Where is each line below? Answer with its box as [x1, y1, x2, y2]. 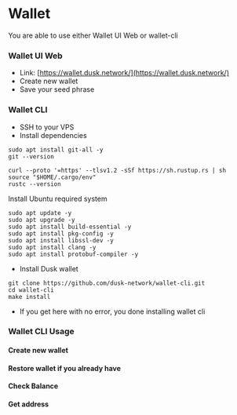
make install [8, 293, 51, 300]
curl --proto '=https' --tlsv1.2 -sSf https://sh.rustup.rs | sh [8, 166, 226, 174]
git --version [8, 152, 55, 161]
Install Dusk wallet [19, 264, 78, 273]
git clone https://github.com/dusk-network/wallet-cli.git [8, 279, 206, 287]
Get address [8, 399, 49, 409]
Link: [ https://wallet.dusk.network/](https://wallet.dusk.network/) [19, 68, 230, 78]
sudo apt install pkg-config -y [8, 229, 114, 238]
